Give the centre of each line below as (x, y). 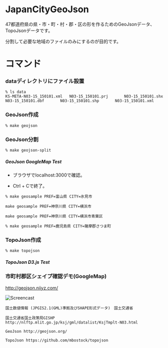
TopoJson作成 (23, 240)
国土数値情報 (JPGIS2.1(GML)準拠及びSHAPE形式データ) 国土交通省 (69, 308)
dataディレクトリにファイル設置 (45, 81)
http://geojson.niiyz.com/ (32, 288)
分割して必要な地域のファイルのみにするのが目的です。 (63, 41)
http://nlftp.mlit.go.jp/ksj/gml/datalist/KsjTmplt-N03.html (72, 322)
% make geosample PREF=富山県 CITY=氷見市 (49, 196)
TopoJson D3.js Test (28, 262)
